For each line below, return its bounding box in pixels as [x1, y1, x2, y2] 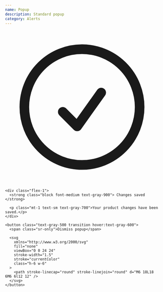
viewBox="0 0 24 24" [14, 248, 56, 253]
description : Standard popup [5, 12, 64, 17]
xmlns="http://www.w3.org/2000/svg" [14, 240, 89, 245]
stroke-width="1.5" [14, 253, 54, 258]
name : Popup [5, 7, 29, 12]
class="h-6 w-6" [14, 261, 47, 266]
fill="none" [14, 244, 38, 249]
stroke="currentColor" [14, 257, 60, 262]
